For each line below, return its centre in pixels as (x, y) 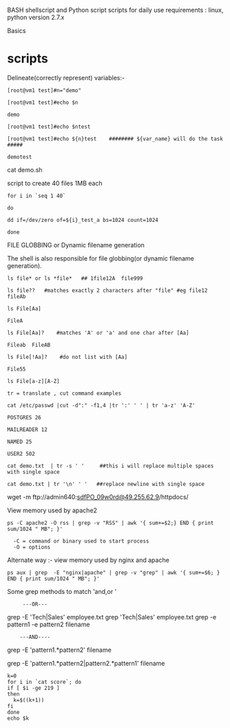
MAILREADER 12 (28, 429)
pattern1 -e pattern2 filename (49, 624)
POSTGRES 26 (24, 418)
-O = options (32, 547)
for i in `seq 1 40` (37, 196)
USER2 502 (21, 454)
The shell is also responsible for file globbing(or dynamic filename (101, 258)
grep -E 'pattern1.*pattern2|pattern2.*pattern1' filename (86, 663)
